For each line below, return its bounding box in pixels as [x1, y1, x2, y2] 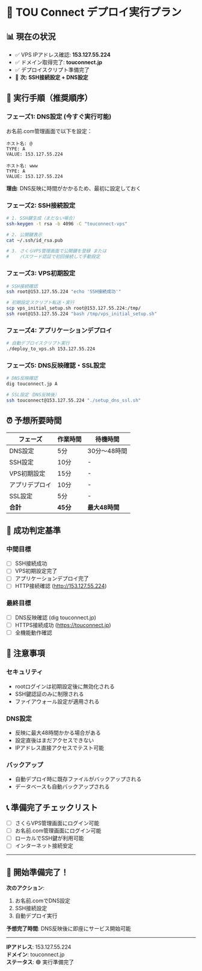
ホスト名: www [6, 163, 38, 169]
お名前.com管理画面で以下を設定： [6, 127, 93, 134]
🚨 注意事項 [6, 648, 45, 658]
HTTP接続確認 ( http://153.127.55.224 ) [14, 582, 107, 590]
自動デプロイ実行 [14, 912, 58, 919]
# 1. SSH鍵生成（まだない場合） [6, 215, 78, 221]
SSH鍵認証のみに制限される [14, 690, 84, 698]
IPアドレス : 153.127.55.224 [6, 943, 72, 951]
